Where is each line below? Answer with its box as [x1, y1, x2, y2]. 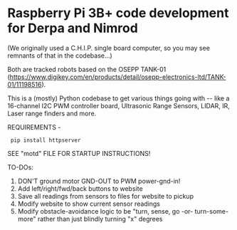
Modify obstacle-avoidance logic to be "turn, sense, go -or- [17, 207, 194, 215]
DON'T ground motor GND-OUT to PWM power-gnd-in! [17, 177, 181, 185]
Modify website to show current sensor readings [17, 199, 161, 208]
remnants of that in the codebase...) [7, 51, 112, 60]
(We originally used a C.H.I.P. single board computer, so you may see [7, 43, 210, 52]
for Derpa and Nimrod [7, 20, 139, 36]
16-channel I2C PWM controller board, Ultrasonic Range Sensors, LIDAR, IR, [7, 101, 230, 110]
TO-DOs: [7, 162, 33, 172]
